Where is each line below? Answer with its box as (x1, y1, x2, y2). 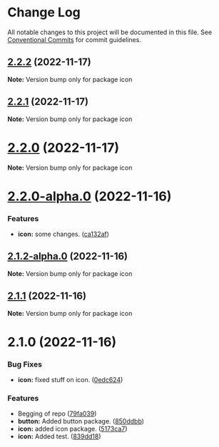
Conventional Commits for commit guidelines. (7, 35, 141, 43)
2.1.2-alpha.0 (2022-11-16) (7, 250, 128, 262)
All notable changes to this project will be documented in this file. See (7, 28, 213, 36)
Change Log (7, 4, 81, 21)
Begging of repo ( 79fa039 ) (17, 409, 97, 418)
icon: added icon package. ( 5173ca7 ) (17, 425, 128, 433)
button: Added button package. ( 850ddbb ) (17, 417, 145, 426)
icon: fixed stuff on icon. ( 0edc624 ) (17, 376, 123, 384)
